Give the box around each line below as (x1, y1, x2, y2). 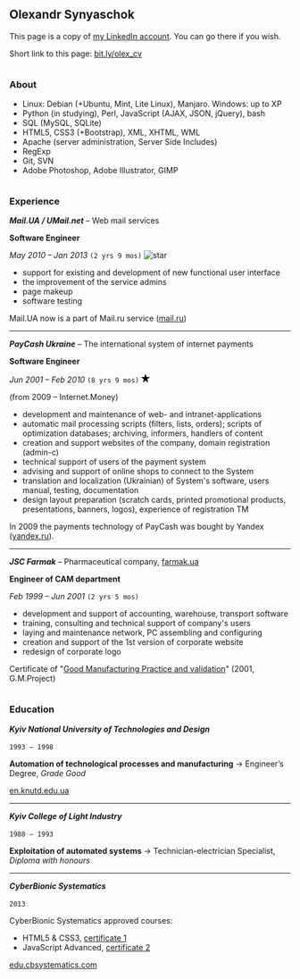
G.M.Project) (9, 674, 56, 684)
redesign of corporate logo (21, 647, 122, 657)
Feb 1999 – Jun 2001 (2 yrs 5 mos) (9, 591, 140, 602)
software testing (21, 296, 83, 306)
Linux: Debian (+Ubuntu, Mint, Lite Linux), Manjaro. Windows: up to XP (21, 98, 283, 110)
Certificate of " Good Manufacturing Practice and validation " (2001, (9, 664, 254, 674)
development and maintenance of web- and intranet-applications (21, 409, 262, 420)
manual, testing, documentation (21, 485, 139, 496)
